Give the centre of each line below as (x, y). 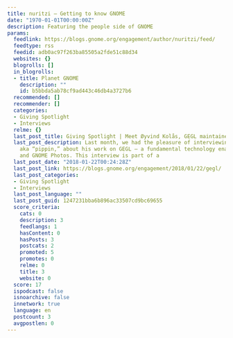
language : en (32, 311)
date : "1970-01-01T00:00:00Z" (51, 20)
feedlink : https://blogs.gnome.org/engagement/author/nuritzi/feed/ (114, 40)
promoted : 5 (37, 253)
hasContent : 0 (40, 233)
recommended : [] (37, 98)
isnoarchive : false (42, 298)
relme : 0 (32, 265)
